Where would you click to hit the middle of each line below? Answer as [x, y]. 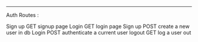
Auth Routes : [23, 15]
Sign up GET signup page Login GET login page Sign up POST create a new [98, 26]
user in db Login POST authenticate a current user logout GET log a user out [99, 32]
